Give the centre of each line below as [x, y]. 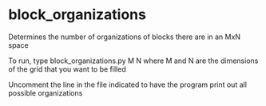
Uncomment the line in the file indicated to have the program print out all [128, 84]
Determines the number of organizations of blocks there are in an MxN [125, 37]
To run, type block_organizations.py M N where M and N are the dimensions [133, 61]
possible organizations [46, 92]
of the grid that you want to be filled [67, 69]
